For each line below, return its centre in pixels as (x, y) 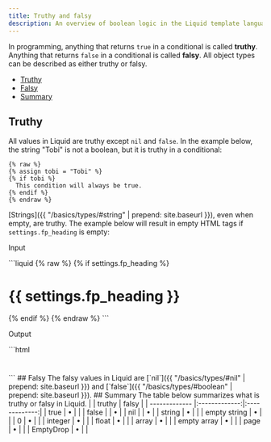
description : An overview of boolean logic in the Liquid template (124, 23)
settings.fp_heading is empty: (59, 232)
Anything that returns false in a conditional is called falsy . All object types (132, 55)
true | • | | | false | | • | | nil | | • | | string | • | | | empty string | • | (155, 412)
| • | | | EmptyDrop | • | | (48, 430)
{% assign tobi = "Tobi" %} (56, 172)
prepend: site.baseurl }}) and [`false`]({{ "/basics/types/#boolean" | (120, 387)
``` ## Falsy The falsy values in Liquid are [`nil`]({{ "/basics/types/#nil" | (127, 378)
